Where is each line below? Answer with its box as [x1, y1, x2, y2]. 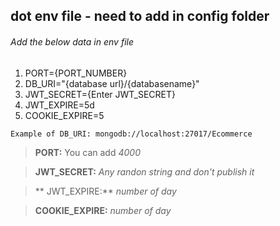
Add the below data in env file [10, 35, 134, 48]
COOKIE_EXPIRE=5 [24, 109, 105, 121]
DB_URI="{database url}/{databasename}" [24, 77, 200, 89]
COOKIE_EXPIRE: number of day [34, 204, 172, 216]
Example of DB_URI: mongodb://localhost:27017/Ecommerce [10, 129, 253, 139]
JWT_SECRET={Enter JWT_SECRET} [24, 88, 177, 100]
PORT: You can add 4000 [34, 146, 141, 158]
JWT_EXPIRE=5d [24, 99, 95, 111]
